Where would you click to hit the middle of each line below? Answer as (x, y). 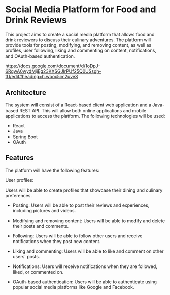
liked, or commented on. (38, 272)
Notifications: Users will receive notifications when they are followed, (85, 266)
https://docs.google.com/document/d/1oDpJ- (53, 66)
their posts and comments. (41, 226)
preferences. (19, 195)
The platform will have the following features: (53, 170)
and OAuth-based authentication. (40, 56)
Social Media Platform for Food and (81, 9)
